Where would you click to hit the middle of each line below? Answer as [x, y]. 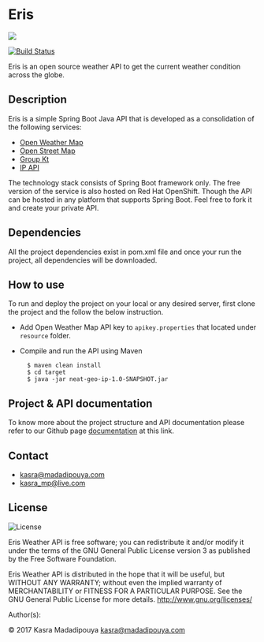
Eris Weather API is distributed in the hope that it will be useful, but [117, 574]
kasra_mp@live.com [52, 483]
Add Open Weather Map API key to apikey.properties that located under [138, 327]
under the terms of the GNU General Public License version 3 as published [129, 551]
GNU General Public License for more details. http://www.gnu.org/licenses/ [130, 599]
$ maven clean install [64, 366]
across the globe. [37, 75]
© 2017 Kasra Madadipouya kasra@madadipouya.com [97, 629]
